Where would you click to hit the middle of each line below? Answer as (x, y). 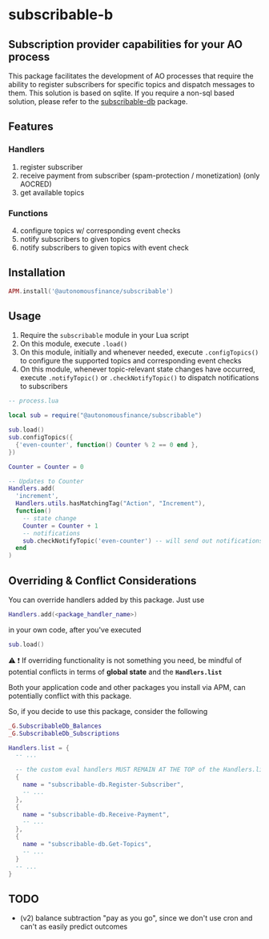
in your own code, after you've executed (75, 629)
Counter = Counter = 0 (46, 467)
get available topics (52, 192)
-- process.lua (34, 401)
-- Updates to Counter (46, 481)
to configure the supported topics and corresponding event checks (130, 361)
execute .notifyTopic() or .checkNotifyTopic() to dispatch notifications (139, 378)
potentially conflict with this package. (70, 696)
